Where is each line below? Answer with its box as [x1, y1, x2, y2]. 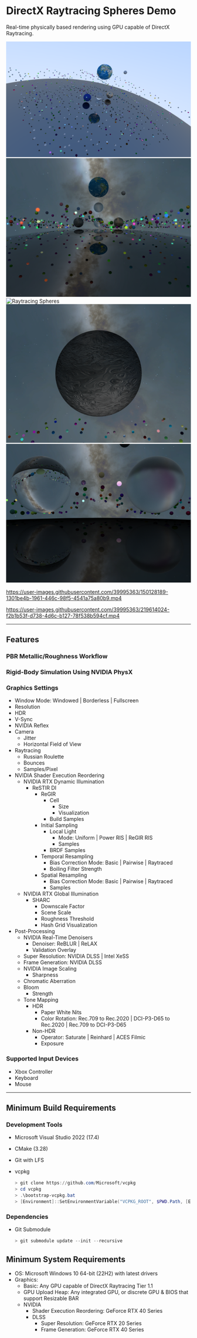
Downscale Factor [40, 903, 85, 910]
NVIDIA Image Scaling [23, 965, 77, 972]
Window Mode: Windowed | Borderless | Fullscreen [14, 697, 139, 704]
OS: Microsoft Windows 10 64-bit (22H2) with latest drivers [14, 1269, 158, 1277]
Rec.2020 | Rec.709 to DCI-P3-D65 [40, 1021, 127, 1028]
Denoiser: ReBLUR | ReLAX [32, 940, 98, 947]
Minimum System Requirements [6, 1254, 126, 1264]
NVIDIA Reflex [14, 722, 49, 729]
